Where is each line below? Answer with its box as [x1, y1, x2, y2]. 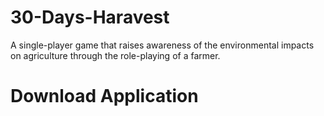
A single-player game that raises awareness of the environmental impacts [10, 39, 315, 51]
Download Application [10, 85, 199, 108]
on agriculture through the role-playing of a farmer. [10, 49, 221, 61]
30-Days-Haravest [10, 6, 170, 29]
